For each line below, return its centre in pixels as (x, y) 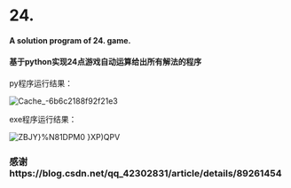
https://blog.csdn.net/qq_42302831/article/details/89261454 (145, 173)
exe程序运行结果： (43, 119)
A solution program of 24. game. (70, 40)
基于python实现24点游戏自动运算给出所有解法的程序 (106, 62)
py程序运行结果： (41, 83)
